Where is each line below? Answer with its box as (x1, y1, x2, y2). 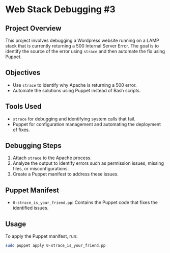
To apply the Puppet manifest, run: (5, 233, 78, 239)
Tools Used (5, 102, 42, 111)
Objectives (5, 68, 41, 77)
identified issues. (12, 205, 49, 211)
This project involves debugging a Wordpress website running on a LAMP (5, 37, 159, 43)
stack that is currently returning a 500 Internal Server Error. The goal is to (5, 43, 159, 49)
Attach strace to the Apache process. (12, 155, 92, 161)
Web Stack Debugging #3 (5, 4, 116, 15)
